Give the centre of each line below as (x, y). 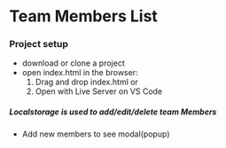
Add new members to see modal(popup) (96, 134)
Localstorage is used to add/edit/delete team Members (113, 112)
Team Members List (83, 16)
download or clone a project (74, 63)
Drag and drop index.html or (87, 82)
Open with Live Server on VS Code (99, 91)
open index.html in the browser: (80, 73)
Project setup (39, 44)
